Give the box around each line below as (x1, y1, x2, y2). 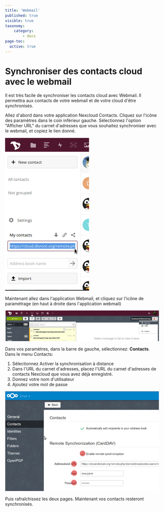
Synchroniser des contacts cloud (5, 66, 143, 77)
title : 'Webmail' (5, 8, 41, 13)
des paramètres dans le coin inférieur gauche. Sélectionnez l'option (5, 117, 142, 123)
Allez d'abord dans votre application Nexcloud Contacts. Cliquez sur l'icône (5, 112, 157, 118)
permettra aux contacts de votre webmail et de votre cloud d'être (5, 97, 136, 103)
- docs (22, 34, 36, 39)
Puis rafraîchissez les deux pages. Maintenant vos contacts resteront (5, 496, 144, 502)
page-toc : (5, 39, 25, 44)
